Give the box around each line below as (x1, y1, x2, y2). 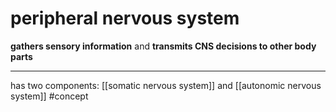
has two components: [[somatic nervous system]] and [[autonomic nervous (10, 79, 322, 91)
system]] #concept (10, 90, 89, 102)
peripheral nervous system (10, 7, 240, 30)
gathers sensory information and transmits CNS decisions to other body (10, 40, 317, 52)
